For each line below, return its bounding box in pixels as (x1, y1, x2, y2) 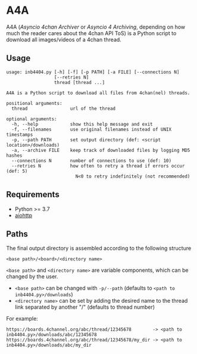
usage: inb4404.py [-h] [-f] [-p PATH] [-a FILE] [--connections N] (6, 69, 180, 75)
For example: (6, 315, 39, 322)
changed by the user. (6, 273, 58, 280)
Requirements (6, 190, 60, 200)
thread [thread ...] (54, 79, 105, 85)
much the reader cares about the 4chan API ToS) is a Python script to (6, 29, 177, 36)
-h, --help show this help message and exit (11, 121, 153, 127)
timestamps (6, 132, 33, 138)
